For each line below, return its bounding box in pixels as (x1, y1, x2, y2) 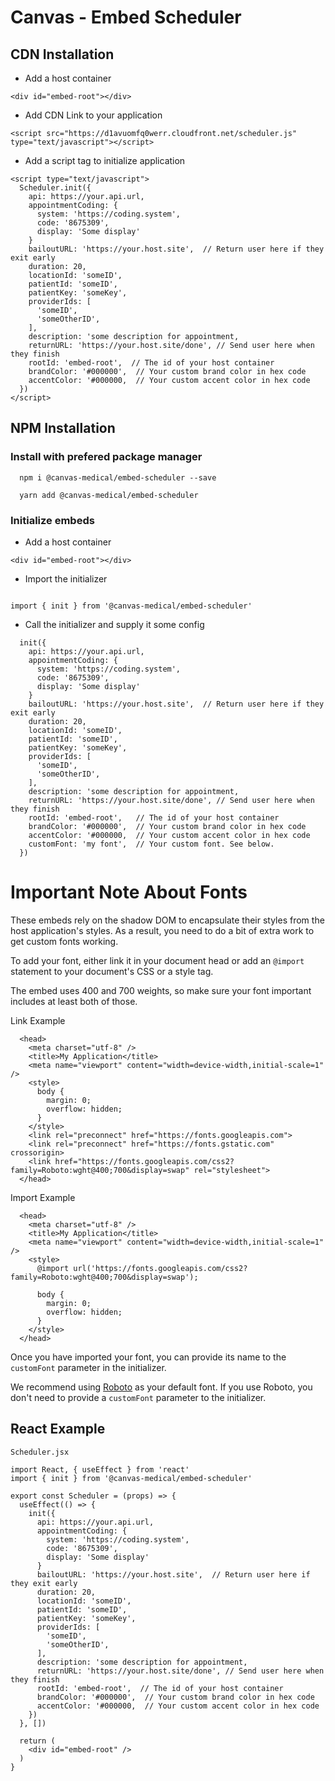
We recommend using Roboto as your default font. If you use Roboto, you (10, 1381, 313, 1393)
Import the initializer (24, 572, 108, 585)
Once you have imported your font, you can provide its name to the (10, 1351, 287, 1363)
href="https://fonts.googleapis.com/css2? (54, 1156, 235, 1166)
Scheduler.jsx (10, 1447, 70, 1457)
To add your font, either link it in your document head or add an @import (10, 954, 305, 966)
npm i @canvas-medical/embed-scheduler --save (19, 472, 217, 483)
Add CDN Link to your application (24, 109, 163, 121)
